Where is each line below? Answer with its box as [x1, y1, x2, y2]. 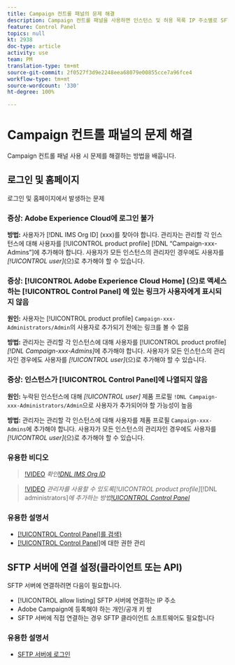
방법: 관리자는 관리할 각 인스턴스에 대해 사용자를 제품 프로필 [7, 415, 170, 424]
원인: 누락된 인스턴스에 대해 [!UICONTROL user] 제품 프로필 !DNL [7, 392, 187, 401]
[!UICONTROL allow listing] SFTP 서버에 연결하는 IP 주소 [17, 596, 176, 605]
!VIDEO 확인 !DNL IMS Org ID [24, 470, 106, 478]
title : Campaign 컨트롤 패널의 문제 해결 [7, 10, 115, 18]
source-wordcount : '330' [7, 82, 80, 89]
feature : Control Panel [7, 23, 77, 30]
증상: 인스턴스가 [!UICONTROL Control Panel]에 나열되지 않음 [7, 375, 208, 384]
